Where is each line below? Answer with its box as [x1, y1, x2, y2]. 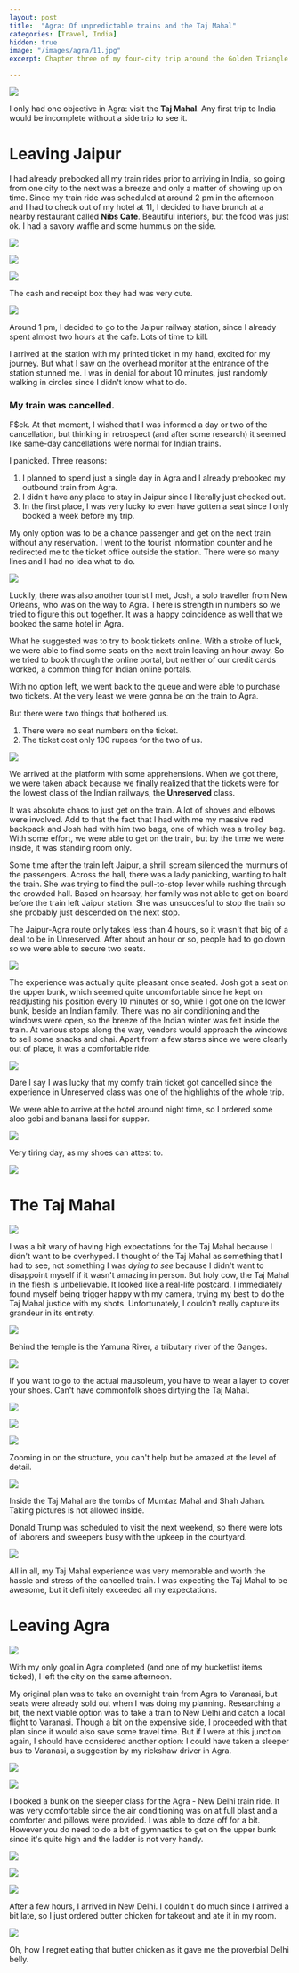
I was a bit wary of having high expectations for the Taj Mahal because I [9, 1241, 273, 1252]
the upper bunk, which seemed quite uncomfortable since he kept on [9, 987, 263, 998]
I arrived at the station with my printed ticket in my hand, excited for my [9, 348, 271, 359]
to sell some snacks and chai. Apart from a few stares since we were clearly [9, 1034, 288, 1045]
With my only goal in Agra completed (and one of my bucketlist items [9, 1662, 263, 1673]
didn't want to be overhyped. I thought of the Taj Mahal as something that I [9, 1251, 283, 1262]
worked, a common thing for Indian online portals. [9, 664, 192, 675]
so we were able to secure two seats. [9, 943, 146, 954]
